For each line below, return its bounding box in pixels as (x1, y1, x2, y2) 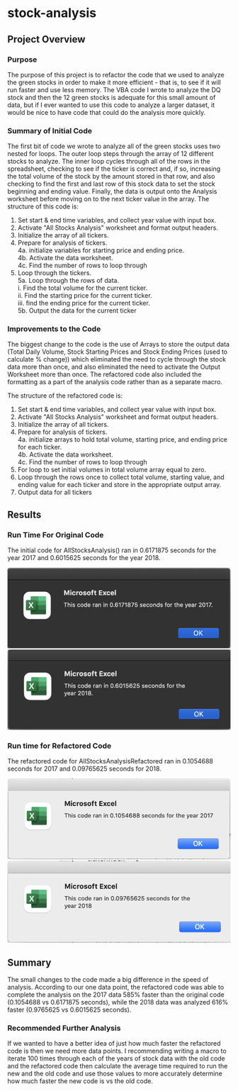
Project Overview (7, 33, 86, 45)
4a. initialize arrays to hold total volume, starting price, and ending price (17, 435, 228, 444)
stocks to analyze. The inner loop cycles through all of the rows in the (7, 157, 210, 166)
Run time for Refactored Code (7, 741, 112, 751)
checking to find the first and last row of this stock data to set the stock (7, 179, 216, 189)
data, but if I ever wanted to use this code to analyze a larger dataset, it (7, 101, 215, 109)
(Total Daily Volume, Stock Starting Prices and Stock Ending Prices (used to (7, 347, 228, 356)
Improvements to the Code (7, 324, 101, 334)
